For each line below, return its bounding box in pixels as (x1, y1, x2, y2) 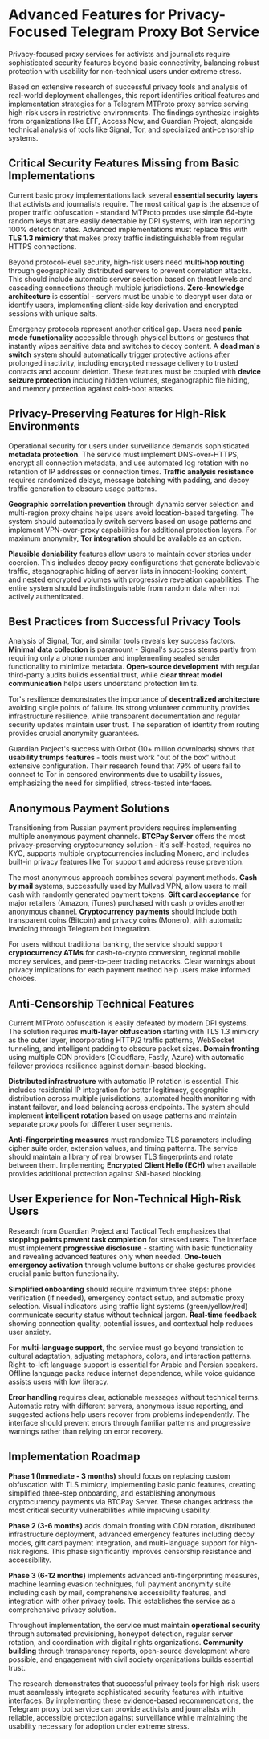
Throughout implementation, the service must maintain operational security (8, 1620, 261, 1630)
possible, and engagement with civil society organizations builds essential (8, 1654, 254, 1664)
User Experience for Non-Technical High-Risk (8, 1192, 242, 1206)
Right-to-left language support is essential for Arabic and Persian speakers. (8, 1360, 259, 1369)
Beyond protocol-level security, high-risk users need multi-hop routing (8, 257, 245, 267)
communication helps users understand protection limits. (8, 679, 199, 689)
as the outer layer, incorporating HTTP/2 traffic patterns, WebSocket (8, 1035, 235, 1045)
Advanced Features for (8, 6, 165, 24)
